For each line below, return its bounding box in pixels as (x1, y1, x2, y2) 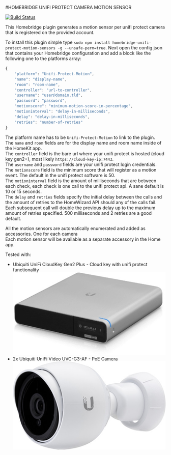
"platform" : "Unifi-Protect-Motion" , (14, 71, 95, 76)
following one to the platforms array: (5, 55, 81, 62)
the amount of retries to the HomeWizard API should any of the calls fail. (5, 199, 157, 205)
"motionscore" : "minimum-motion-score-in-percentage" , (14, 104, 133, 109)
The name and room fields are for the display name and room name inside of (5, 139, 162, 146)
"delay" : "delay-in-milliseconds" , (14, 114, 90, 119)
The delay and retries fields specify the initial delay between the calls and (5, 193, 162, 200)
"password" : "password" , (14, 98, 67, 103)
